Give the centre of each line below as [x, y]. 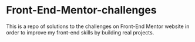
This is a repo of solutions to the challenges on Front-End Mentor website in [98, 26]
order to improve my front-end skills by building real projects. [80, 32]
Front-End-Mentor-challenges [81, 10]
